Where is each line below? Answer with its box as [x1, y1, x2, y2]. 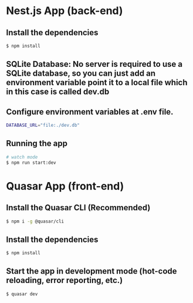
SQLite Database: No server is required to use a [6, 59, 183, 69]
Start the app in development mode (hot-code [6, 266, 177, 277]
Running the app [6, 139, 67, 149]
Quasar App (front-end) [6, 179, 124, 193]
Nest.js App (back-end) [6, 4, 123, 18]
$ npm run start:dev [6, 160, 57, 166]
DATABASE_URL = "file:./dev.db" [6, 122, 80, 129]
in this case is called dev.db [6, 87, 110, 97]
